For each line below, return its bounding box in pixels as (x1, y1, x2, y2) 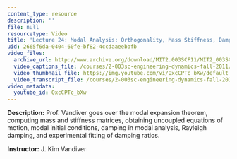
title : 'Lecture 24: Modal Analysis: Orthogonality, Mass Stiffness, (7, 37, 217, 44)
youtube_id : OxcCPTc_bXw (13, 89, 87, 96)
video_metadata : (7, 83, 55, 90)
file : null (7, 23, 39, 30)
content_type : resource (7, 10, 78, 18)
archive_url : (13, 57, 52, 64)
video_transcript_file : (13, 76, 83, 83)
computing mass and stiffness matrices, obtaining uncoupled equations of (7, 116, 224, 124)
